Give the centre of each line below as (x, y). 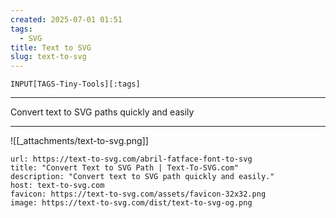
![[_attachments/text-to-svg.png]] (79, 141)
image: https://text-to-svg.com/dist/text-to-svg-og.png (131, 203)
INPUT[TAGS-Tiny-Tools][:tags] (75, 84)
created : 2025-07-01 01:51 (66, 19)
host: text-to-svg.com (57, 186)
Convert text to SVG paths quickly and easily (102, 112)
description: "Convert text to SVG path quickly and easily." (142, 177)
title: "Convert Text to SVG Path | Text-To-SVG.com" (125, 168)
